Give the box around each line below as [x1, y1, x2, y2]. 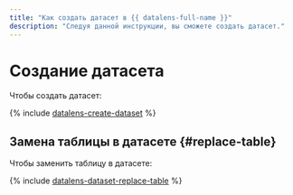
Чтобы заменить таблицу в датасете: [9, 158, 153, 169]
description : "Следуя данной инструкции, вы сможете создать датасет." [9, 22, 285, 31]
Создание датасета [9, 60, 165, 81]
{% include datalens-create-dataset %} [9, 107, 156, 118]
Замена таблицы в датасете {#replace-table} [9, 134, 277, 149]
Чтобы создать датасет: [9, 90, 102, 101]
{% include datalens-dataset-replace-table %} [9, 175, 183, 186]
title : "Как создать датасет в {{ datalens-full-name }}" [9, 13, 232, 23]
